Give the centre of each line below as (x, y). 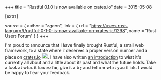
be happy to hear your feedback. (38, 73)
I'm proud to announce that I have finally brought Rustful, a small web (74, 45)
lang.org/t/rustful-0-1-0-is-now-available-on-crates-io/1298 (65, 31)
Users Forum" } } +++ (27, 36)
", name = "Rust (140, 31)
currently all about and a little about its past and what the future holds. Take (80, 62)
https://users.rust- (109, 26)
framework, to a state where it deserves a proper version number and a (76, 50)
